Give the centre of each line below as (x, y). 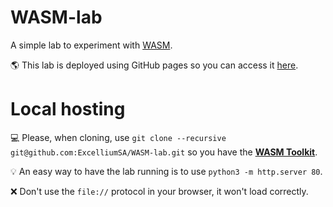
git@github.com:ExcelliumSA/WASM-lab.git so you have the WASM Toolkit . (164, 152)
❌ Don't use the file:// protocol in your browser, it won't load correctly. (159, 191)
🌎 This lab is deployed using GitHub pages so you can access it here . (154, 65)
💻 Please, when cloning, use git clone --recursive (118, 137)
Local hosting (68, 109)
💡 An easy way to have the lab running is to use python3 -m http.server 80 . (166, 171)
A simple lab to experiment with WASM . (91, 45)
